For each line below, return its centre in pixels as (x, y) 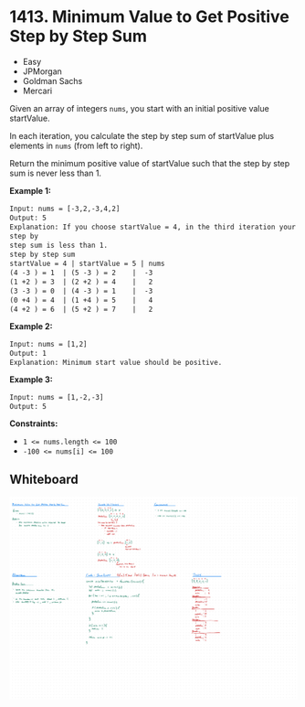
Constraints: (34, 423)
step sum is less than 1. (58, 245)
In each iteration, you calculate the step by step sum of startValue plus (142, 135)
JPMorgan (42, 71)
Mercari (37, 91)
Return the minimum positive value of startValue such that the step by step (150, 163)
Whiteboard (44, 480)
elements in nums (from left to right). (76, 145)
